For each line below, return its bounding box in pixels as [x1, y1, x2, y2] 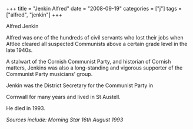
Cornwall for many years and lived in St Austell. [6, 94, 121, 100]
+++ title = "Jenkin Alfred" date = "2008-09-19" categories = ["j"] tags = [6, 5, 182, 12]
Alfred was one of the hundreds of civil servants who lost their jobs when [6, 34, 184, 41]
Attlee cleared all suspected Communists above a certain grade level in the [6, 41, 188, 47]
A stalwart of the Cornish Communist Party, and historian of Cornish [6, 58, 171, 65]
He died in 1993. [6, 105, 46, 111]
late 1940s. [6, 47, 33, 54]
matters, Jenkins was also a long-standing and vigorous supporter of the [6, 64, 183, 71]
